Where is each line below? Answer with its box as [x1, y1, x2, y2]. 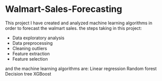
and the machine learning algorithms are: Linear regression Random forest [5, 66, 157, 72]
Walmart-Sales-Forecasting [5, 3, 122, 15]
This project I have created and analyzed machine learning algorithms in [5, 20, 153, 26]
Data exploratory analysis [12, 35, 64, 41]
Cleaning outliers [12, 45, 47, 51]
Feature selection [12, 56, 48, 62]
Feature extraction [12, 51, 50, 57]
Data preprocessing [12, 40, 53, 46]
